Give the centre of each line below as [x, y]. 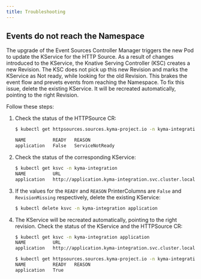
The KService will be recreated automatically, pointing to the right [96, 220]
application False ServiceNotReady [65, 146]
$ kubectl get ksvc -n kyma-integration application [82, 237]
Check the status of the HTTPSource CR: [66, 118]
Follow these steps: [30, 107]
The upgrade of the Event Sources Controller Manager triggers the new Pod [100, 50]
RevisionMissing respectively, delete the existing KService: [88, 197]
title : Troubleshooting [36, 12]
